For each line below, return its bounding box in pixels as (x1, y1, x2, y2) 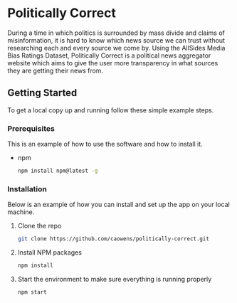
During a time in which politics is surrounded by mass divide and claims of (7, 28, 226, 37)
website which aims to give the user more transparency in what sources (7, 58, 218, 67)
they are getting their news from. (7, 66, 104, 75)
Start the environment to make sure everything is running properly (17, 275, 212, 283)
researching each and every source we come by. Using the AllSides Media (7, 43, 226, 52)
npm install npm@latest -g (17, 167, 98, 175)
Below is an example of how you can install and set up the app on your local (7, 201, 230, 209)
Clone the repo (17, 222, 62, 230)
